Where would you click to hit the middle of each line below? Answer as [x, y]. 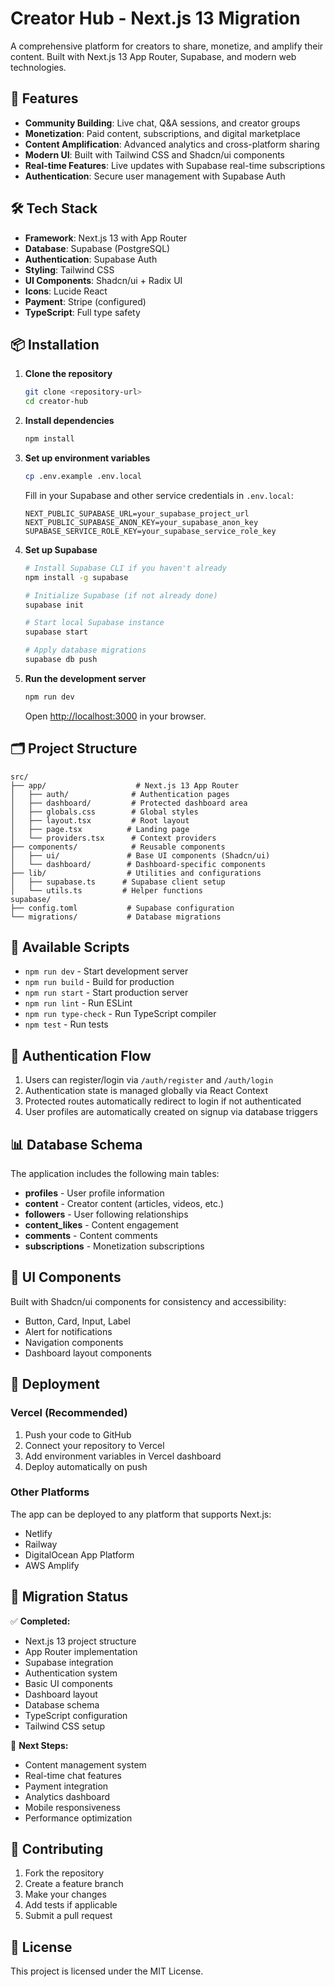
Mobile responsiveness [72, 1807]
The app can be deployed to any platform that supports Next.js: [141, 1514]
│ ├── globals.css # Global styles [104, 812]
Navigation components [74, 1342]
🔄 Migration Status [69, 1597]
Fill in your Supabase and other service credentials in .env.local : [159, 495]
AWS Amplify [52, 1565]
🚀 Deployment [55, 1384]
